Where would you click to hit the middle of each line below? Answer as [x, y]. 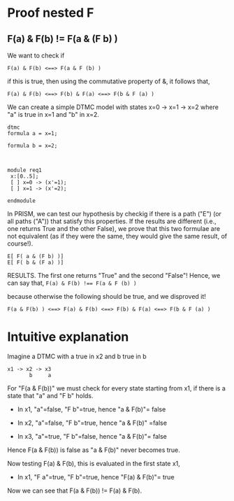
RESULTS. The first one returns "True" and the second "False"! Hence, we [114, 275]
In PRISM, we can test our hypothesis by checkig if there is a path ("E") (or [115, 214]
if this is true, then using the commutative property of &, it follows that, [109, 81]
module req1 [24, 170]
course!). [20, 244]
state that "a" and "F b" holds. [50, 395]
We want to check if [36, 55]
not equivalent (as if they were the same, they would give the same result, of [117, 236]
